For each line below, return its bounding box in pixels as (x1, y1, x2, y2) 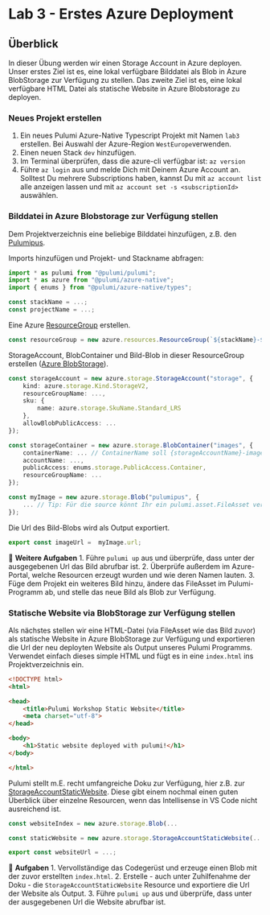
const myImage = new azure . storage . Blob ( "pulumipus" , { (8, 493, 199, 501)
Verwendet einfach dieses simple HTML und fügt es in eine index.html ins (8, 651, 254, 661)
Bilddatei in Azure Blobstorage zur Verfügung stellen (8, 211, 219, 222)
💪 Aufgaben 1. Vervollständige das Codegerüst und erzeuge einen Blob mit (8, 863, 257, 873)
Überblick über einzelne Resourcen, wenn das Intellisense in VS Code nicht (8, 795, 258, 805)
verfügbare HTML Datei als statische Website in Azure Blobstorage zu (8, 84, 240, 93)
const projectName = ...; (8, 306, 95, 314)
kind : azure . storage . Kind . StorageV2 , (22, 381, 149, 390)
